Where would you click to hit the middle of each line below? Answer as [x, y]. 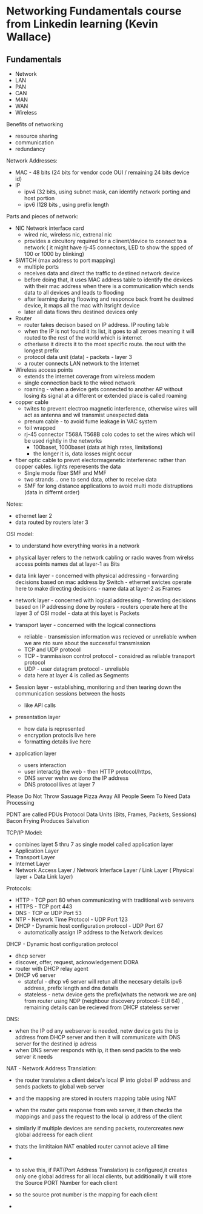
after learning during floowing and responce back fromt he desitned [109, 299]
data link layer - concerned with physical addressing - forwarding [97, 575]
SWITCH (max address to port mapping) [65, 260]
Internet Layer [32, 864]
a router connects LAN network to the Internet [82, 363]
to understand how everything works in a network [77, 546]
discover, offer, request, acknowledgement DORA [77, 962]
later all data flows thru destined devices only [81, 312]
